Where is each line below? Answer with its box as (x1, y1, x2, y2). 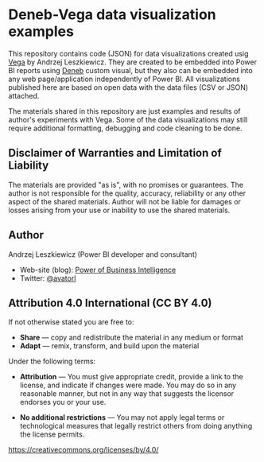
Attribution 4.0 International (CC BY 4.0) (8, 296, 212, 309)
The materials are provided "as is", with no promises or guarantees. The (8, 180, 244, 189)
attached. (8, 91, 40, 100)
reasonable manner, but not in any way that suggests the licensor (19, 389, 235, 398)
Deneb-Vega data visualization (8, 6, 216, 24)
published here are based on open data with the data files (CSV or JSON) (8, 82, 249, 92)
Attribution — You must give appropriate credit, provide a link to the (19, 372, 244, 382)
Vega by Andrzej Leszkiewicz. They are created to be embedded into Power (8, 57, 257, 67)
